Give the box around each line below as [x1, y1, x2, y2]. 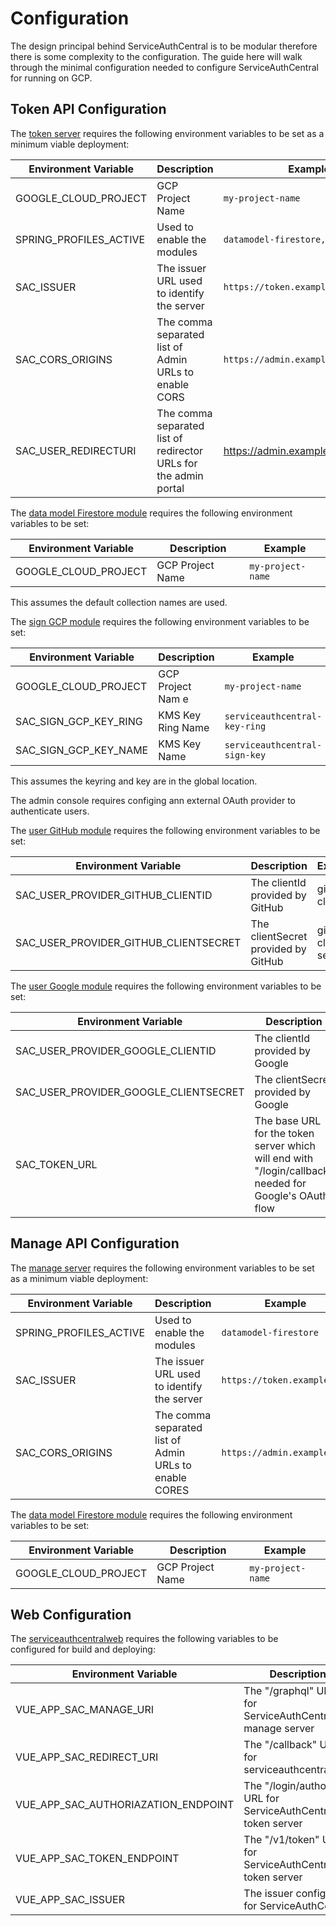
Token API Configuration [10, 101, 167, 118]
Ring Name [158, 720, 210, 734]
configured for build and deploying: [10, 1643, 156, 1656]
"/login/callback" [254, 1163, 334, 1177]
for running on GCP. [10, 72, 93, 84]
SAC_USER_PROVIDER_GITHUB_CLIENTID [15, 888, 213, 902]
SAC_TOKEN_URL [15, 1157, 98, 1171]
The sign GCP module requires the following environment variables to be [10, 615, 310, 627]
